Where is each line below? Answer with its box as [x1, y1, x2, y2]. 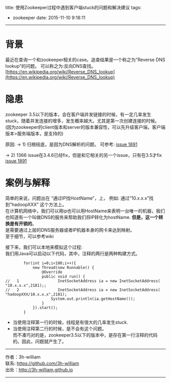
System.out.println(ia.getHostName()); [50, 296, 136, 302]
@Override [41, 269, 63, 275]
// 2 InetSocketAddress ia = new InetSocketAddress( [5, 287, 160, 292]
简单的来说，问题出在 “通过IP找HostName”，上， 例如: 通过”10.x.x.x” [5, 195, 149, 201]
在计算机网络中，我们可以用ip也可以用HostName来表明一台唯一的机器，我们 [5, 208, 165, 214]
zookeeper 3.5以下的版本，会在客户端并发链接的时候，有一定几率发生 [5, 111, 152, 117]
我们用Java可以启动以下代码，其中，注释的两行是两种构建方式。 [5, 250, 140, 256]
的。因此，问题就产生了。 [12, 338, 67, 344]
